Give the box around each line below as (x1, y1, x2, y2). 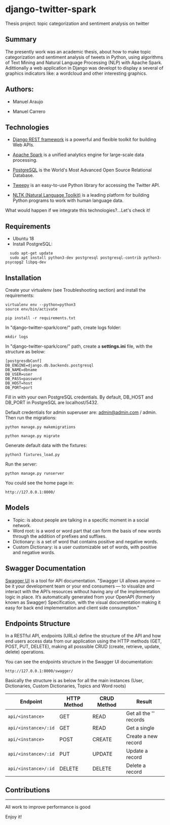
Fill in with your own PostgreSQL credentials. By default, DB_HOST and (5, 394, 153, 400)
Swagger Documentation (5, 564, 86, 573)
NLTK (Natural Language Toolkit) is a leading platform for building (12, 192, 149, 198)
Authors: (5, 85, 34, 94)
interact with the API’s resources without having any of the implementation (5, 588, 160, 594)
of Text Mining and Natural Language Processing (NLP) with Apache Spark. (5, 59, 163, 66)
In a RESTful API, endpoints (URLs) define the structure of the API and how (5, 633, 161, 639)
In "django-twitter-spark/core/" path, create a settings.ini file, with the (5, 343, 153, 349)
